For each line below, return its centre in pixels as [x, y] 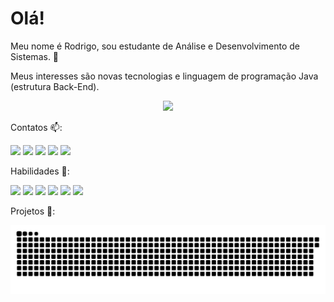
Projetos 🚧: [33, 211]
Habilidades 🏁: [40, 171]
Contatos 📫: [36, 127]
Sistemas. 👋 [35, 56]
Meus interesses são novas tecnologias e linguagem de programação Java [164, 76]
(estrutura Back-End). [55, 86]
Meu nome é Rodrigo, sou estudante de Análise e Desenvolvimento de [155, 46]
